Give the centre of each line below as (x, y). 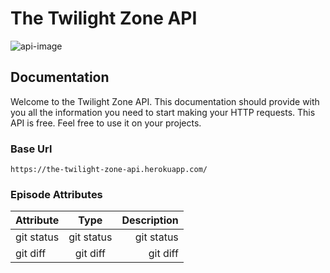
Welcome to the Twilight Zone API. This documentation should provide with (165, 101)
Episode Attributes (56, 194)
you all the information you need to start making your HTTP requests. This (163, 112)
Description (150, 220)
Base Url (31, 149)
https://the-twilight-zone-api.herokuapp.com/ (109, 170)
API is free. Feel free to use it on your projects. (106, 123)
